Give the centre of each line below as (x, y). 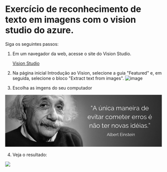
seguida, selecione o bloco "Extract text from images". (68, 78)
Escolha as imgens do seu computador (52, 87)
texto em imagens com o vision (71, 20)
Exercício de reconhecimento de (73, 9)
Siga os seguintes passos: (32, 44)
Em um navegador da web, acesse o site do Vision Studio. (72, 54)
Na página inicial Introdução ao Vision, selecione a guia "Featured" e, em (87, 73)
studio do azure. (40, 30)
